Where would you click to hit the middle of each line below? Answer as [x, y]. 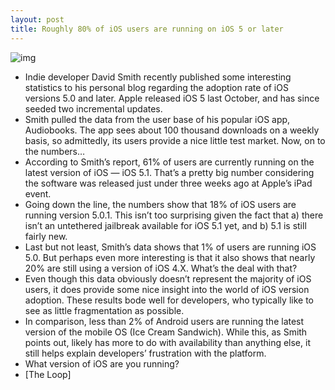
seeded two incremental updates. [93, 108]
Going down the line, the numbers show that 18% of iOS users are [160, 204]
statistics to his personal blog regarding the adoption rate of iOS [156, 87]
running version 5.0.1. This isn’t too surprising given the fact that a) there [174, 215]
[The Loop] [48, 374]
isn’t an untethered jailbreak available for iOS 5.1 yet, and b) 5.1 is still [165, 225]
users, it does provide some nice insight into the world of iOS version [167, 289]
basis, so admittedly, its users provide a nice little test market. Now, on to [175, 140]
